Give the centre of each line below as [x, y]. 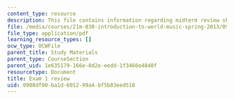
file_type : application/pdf [48, 33]
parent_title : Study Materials [53, 53]
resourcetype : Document [42, 72]
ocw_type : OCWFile [34, 46]
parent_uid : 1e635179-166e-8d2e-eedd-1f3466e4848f [82, 66]
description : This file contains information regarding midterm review [113, 20]
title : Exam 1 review [39, 78]
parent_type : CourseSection [48, 59]
